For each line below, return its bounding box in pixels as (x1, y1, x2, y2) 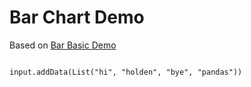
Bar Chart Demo (9, 6, 145, 29)
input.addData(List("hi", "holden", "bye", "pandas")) (9, 67, 243, 77)
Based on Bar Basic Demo (9, 39, 117, 51)
